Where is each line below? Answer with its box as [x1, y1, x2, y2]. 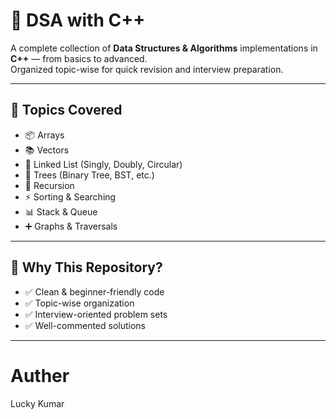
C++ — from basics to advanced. [10, 52, 148, 64]
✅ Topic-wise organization [24, 297, 135, 309]
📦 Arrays [24, 129, 65, 141]
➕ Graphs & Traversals [24, 220, 118, 232]
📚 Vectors [24, 144, 70, 156]
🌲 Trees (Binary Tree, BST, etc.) [24, 169, 155, 181]
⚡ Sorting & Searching [24, 190, 117, 203]
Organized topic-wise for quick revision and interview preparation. [10, 63, 284, 75]
